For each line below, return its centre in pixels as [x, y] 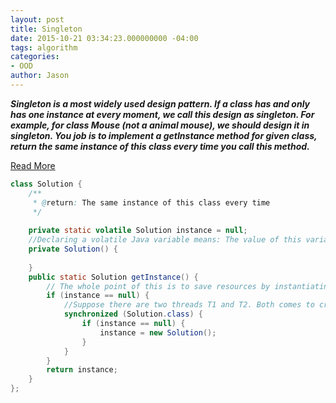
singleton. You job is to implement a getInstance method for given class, [164, 135]
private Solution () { [73, 249]
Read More [33, 165]
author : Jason [40, 76]
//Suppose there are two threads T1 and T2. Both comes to [189, 305]
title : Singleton [46, 29]
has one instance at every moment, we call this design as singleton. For [162, 114]
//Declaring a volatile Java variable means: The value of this [165, 240]
